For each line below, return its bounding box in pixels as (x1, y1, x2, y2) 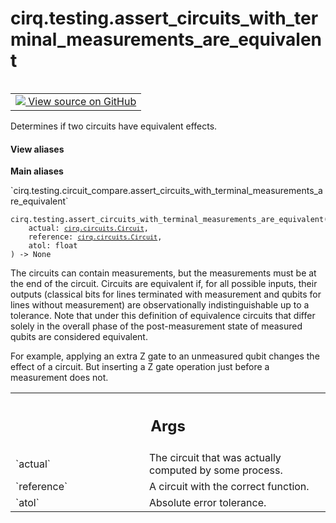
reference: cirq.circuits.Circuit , (28, 232, 163, 242)
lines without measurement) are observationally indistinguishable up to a (10, 299, 310, 311)
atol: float (28, 241, 78, 251)
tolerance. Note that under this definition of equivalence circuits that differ (10, 310, 316, 322)
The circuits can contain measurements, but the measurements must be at (10, 267, 317, 279)
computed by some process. (149, 463, 283, 477)
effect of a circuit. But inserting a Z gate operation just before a (10, 361, 270, 373)
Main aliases (10, 165, 64, 177)
